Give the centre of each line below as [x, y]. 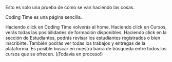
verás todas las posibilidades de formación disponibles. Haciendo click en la [86, 32]
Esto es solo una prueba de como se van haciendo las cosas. [70, 7]
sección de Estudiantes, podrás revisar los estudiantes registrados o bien [83, 38]
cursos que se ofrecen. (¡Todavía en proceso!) [54, 54]
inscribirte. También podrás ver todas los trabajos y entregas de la [75, 43]
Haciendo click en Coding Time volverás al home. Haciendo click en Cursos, [86, 27]
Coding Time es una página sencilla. [44, 17]
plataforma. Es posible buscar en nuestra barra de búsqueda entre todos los [86, 49]
